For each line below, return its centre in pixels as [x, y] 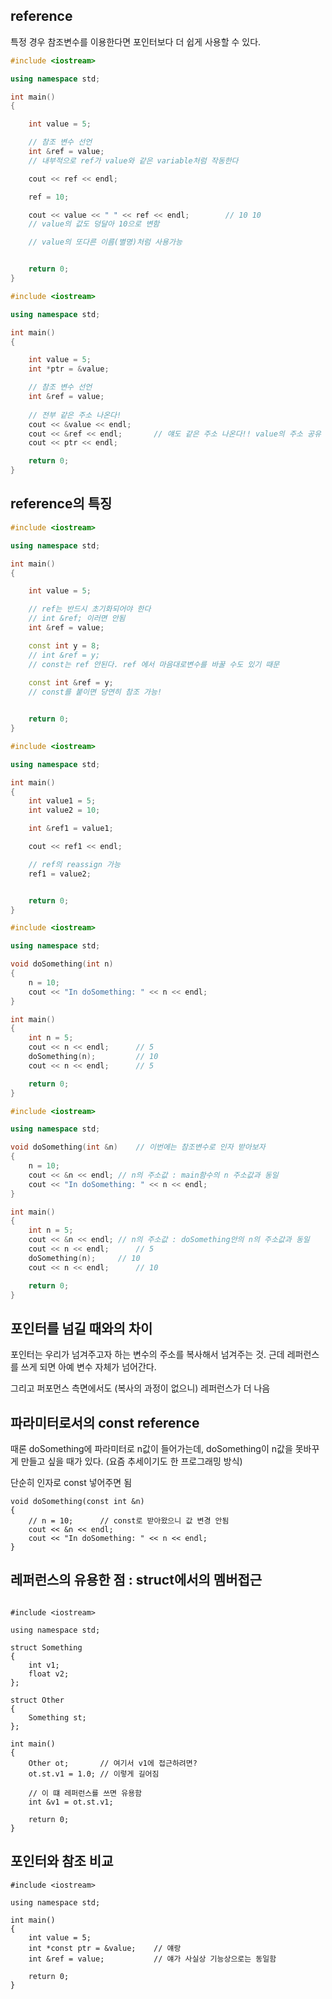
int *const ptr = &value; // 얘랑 [105, 1948]
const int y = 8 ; [64, 645]
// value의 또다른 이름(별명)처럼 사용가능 [105, 242]
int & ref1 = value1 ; [71, 829]
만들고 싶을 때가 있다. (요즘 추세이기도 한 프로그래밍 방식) [131, 1461]
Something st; [57, 1717]
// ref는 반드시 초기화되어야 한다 [90, 609]
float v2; [49, 1674]
